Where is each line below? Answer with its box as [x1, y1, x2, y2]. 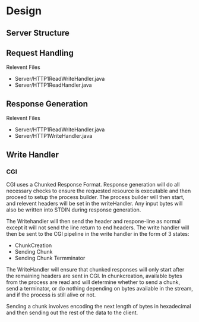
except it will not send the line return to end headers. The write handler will [6, 224, 189, 231]
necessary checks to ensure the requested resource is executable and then [6, 187, 191, 194]
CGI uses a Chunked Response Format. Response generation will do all [6, 181, 180, 188]
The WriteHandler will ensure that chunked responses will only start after [6, 266, 185, 273]
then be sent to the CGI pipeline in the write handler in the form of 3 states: [6, 230, 189, 237]
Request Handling [6, 48, 74, 58]
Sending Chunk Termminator [14, 254, 86, 261]
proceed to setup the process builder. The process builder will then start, [6, 193, 185, 200]
